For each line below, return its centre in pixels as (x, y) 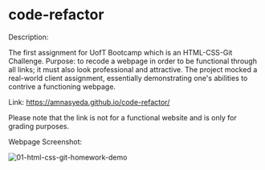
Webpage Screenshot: (45, 141)
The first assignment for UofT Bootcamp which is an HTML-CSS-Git (120, 52)
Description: (29, 37)
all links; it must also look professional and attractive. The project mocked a (133, 69)
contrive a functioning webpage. (62, 87)
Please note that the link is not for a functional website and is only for (122, 117)
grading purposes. (39, 126)
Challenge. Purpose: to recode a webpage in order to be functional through (132, 61)
